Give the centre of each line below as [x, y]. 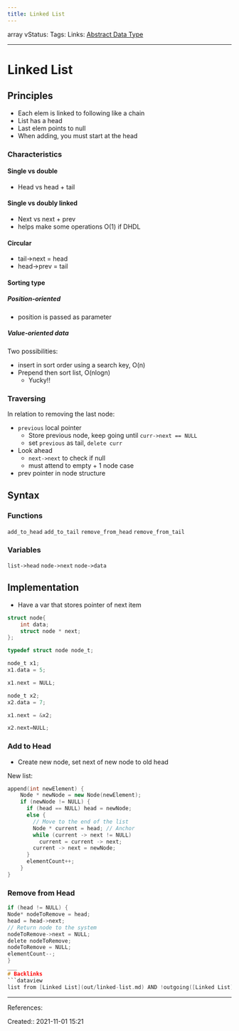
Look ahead [35, 450]
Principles [30, 96]
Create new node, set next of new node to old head [93, 762]
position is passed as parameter [65, 317]
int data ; [35, 624]
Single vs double [33, 171]
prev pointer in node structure [62, 473]
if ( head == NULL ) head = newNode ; [79, 809]
